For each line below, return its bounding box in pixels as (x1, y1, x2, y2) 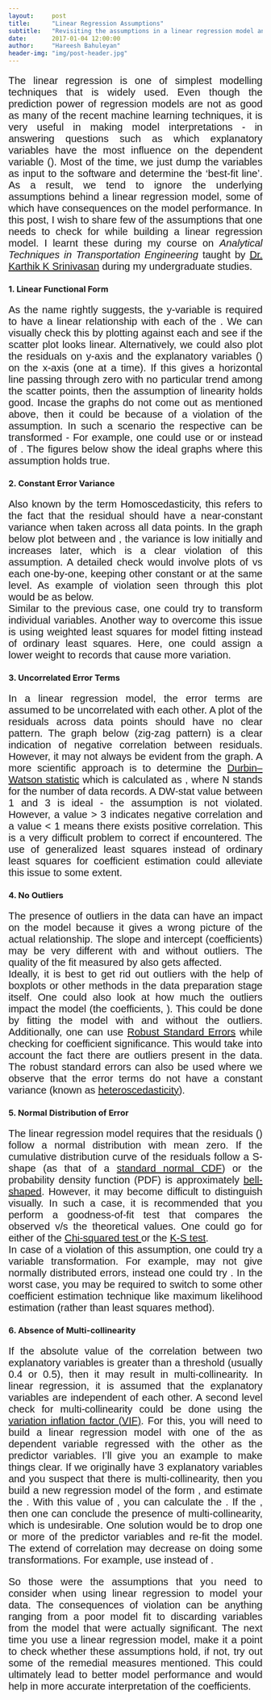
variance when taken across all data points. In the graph (8, 521, 263, 533)
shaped (8, 1185, 42, 1198)
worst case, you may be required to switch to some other (8, 1278, 263, 1291)
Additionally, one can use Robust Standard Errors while (8, 1026, 263, 1038)
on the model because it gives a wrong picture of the (8, 921, 263, 934)
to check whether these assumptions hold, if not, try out (8, 1645, 263, 1657)
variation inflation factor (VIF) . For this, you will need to (8, 1414, 263, 1426)
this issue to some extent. (8, 866, 123, 879)
